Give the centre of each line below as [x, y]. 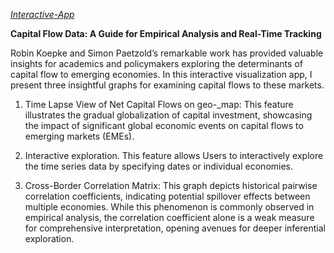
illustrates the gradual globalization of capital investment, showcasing [168, 115]
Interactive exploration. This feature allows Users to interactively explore [174, 155]
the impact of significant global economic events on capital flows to [164, 125]
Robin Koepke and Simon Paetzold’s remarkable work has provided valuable [167, 53]
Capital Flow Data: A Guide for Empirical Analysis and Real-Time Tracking [166, 33]
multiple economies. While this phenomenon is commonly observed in [169, 207]
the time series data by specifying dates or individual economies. [159, 166]
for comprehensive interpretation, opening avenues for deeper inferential [175, 228]
